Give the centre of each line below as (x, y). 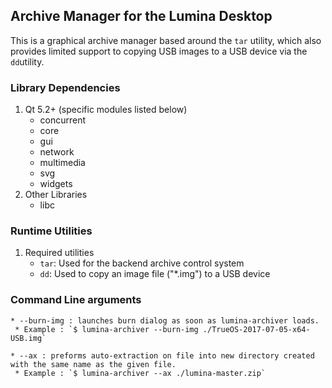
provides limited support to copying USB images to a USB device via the (159, 51)
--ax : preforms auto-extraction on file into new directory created (167, 355)
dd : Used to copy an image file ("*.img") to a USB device (155, 274)
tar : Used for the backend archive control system (142, 263)
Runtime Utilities (51, 231)
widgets (56, 184)
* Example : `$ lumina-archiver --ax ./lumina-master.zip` (140, 373)
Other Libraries (56, 195)
